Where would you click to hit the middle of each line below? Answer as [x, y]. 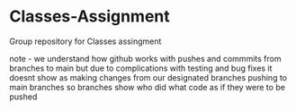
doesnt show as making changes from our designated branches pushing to [148, 77]
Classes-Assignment [90, 17]
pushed [23, 97]
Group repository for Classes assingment [85, 41]
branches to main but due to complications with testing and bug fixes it [141, 68]
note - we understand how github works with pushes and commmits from [145, 58]
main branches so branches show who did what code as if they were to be [148, 87]
